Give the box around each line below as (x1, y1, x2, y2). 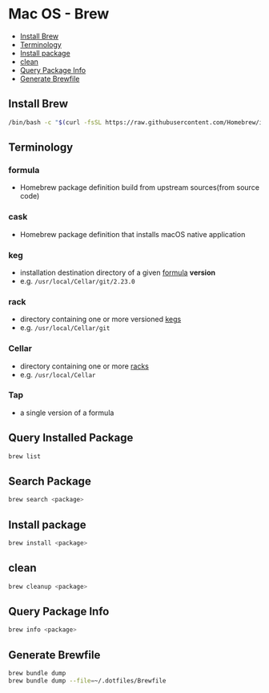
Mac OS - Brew (8, 5, 110, 23)
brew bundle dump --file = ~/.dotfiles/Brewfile (8, 676, 167, 685)
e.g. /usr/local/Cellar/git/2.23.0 (19, 276, 136, 285)
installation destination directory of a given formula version (19, 268, 216, 277)
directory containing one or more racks (19, 361, 150, 371)
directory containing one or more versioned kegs (19, 314, 182, 324)
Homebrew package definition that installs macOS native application (19, 229, 246, 239)
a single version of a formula (19, 408, 114, 417)
